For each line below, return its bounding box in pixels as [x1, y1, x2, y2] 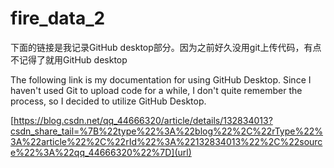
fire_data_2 [10, 7, 106, 30]
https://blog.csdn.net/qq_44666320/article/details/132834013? [13, 114, 273, 126]
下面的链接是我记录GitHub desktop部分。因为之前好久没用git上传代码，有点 [10, 41, 322, 53]
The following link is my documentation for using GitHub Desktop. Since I [10, 73, 312, 86]
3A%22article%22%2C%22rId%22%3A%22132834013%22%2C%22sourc [10, 135, 323, 147]
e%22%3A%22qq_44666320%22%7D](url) [10, 146, 192, 158]
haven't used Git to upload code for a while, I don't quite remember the [10, 84, 303, 96]
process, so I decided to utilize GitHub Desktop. [10, 95, 207, 107]
